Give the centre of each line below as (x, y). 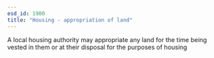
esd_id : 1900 (26, 13)
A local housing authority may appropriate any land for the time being (107, 39)
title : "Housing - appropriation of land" (70, 20)
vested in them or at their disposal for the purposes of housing (97, 47)
